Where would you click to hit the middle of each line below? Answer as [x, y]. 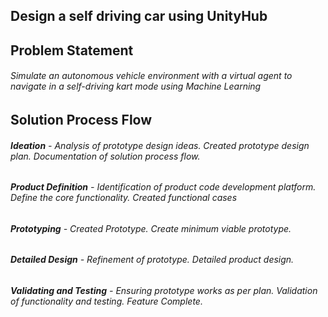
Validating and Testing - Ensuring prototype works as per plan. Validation [164, 291]
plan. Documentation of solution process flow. [105, 156]
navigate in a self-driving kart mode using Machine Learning [136, 86]
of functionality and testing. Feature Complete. [106, 301]
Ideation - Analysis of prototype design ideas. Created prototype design [160, 145]
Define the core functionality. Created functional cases [124, 198]
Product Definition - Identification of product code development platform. [163, 187]
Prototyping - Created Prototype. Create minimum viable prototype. [151, 228]
